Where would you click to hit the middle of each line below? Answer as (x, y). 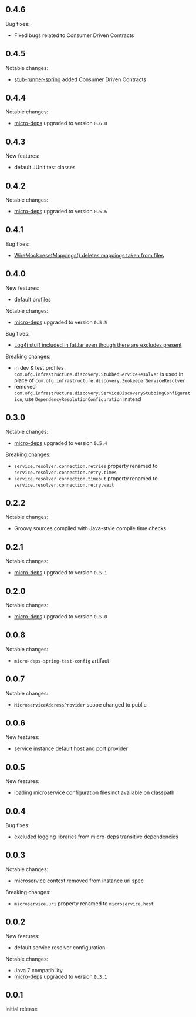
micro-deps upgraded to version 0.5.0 (60, 616)
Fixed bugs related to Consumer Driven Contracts (74, 35)
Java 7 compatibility (38, 970)
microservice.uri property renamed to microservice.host (84, 903)
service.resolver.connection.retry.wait (64, 485)
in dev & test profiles (39, 367)
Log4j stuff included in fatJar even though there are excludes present (98, 345)
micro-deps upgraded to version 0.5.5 (60, 322)
